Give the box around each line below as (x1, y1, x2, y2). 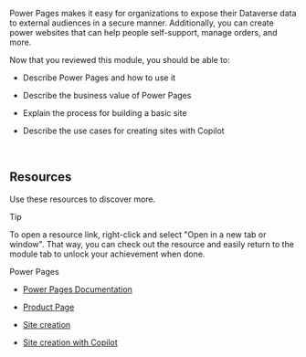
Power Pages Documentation (22, 283, 132, 295)
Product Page (22, 301, 75, 312)
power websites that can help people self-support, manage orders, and (9, 27, 278, 37)
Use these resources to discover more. (9, 194, 156, 205)
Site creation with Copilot (22, 337, 119, 348)
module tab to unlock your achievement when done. (9, 248, 206, 259)
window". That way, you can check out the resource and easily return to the (9, 238, 295, 249)
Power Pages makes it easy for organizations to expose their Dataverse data (9, 8, 297, 18)
